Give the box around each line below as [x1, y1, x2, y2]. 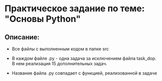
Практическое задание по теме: [4, 3, 145, 14]
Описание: [4, 33, 40, 41]
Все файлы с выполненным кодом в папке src [11, 46, 109, 52]
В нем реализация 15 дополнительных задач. [11, 61, 107, 66]
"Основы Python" [4, 13, 81, 25]
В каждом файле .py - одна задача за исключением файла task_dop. [11, 55, 157, 61]
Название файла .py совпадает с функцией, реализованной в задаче [11, 70, 158, 76]
